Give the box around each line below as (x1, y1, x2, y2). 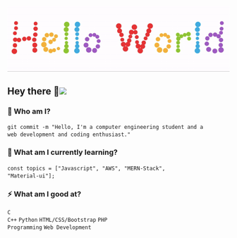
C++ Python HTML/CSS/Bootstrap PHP (7, 216, 108, 223)
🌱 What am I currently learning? (7, 147, 118, 157)
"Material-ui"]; (7, 172, 55, 180)
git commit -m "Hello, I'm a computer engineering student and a (7, 124, 203, 131)
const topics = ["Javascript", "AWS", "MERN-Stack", (7, 165, 166, 172)
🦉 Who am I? (7, 106, 51, 116)
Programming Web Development (7, 224, 92, 231)
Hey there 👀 (7, 85, 60, 97)
